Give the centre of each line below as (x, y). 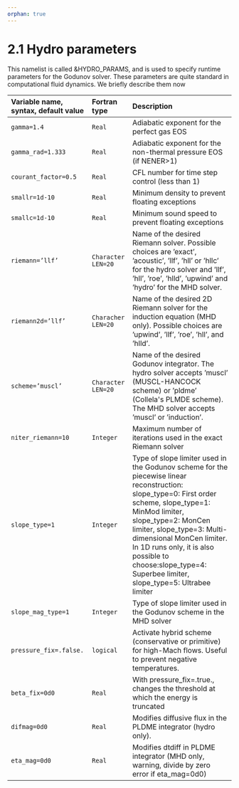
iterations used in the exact (177, 437)
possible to (150, 556)
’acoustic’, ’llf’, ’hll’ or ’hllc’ (175, 261)
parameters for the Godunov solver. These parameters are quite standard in (118, 76)
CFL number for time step (175, 172)
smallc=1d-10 (33, 217)
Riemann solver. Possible (174, 243)
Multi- (217, 529)
